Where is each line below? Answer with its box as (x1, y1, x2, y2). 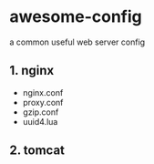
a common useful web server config (9, 36, 146, 47)
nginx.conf (22, 87, 64, 97)
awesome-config (9, 6, 143, 27)
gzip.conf (22, 107, 59, 118)
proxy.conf (22, 97, 64, 108)
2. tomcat (9, 143, 66, 159)
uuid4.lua (22, 116, 58, 127)
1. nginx (9, 63, 55, 78)
